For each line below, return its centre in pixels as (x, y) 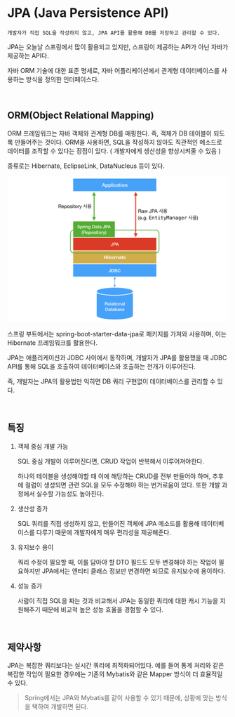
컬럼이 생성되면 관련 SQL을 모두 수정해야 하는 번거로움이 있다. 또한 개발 (123, 485)
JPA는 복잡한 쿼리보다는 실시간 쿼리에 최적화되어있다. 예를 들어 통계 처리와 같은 (116, 666)
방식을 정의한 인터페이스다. (62, 79)
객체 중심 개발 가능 (43, 446)
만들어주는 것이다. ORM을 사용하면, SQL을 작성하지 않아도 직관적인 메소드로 (118, 142)
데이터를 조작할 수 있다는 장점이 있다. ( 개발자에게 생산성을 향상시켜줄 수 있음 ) (114, 151)
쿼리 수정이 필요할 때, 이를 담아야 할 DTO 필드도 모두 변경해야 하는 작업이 (117, 562)
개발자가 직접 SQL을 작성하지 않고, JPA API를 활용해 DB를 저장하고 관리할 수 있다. (114, 33)
